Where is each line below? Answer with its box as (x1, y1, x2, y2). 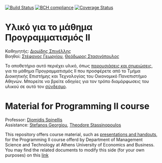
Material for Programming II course (5, 101, 150, 112)
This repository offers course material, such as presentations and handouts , (5, 131, 158, 137)
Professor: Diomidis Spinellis (5, 117, 62, 122)
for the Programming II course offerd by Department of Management (5, 137, 143, 143)
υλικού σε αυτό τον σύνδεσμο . (5, 83, 67, 89)
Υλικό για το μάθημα (5, 22, 93, 33)
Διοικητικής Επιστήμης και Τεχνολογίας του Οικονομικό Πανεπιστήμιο (5, 73, 147, 79)
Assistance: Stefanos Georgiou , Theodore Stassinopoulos (5, 122, 121, 128)
